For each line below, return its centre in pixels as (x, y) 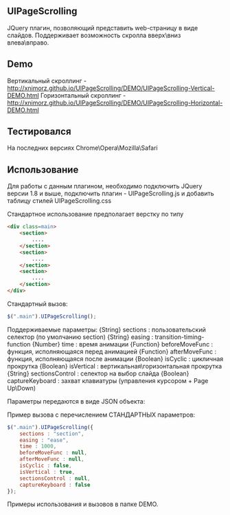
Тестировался (39, 132)
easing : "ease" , (44, 440)
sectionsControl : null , (55, 478)
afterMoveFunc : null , (52, 459)
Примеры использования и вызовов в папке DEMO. (83, 504)
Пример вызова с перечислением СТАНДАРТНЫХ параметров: (101, 415)
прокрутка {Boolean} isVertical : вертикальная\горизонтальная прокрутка (115, 366)
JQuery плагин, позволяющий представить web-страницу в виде (103, 28)
